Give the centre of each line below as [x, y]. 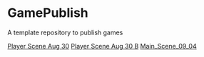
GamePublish [48, 13]
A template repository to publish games [65, 32]
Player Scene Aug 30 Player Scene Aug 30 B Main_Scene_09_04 [102, 46]
